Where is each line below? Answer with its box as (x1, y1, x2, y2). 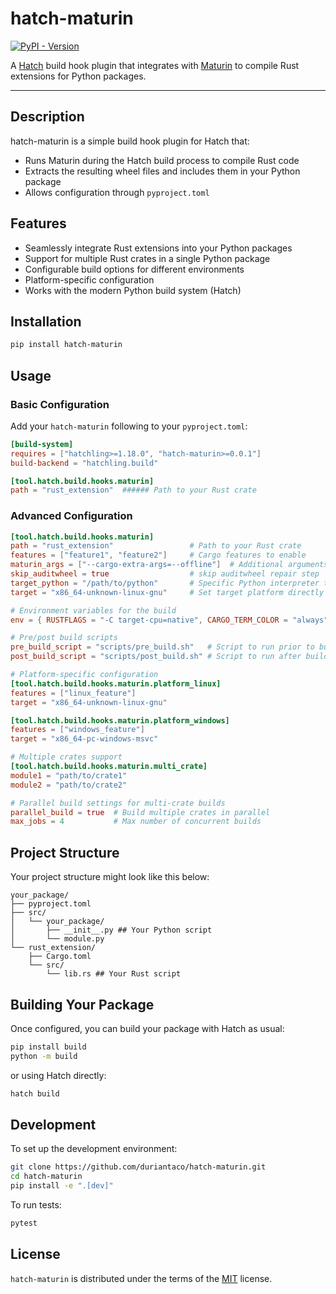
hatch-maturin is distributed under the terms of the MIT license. (10, 1272, 273, 1284)
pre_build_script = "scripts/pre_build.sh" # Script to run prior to (10, 642, 315, 652)
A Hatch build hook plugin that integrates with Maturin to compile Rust (10, 59, 300, 71)
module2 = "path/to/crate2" (10, 780, 128, 790)
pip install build (10, 1042, 87, 1052)
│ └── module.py (10, 934, 105, 944)
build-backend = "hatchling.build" (10, 458, 159, 468)
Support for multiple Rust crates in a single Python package (24, 252, 271, 264)
